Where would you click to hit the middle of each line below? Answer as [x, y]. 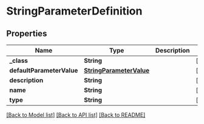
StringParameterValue [117, 70]
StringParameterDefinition [74, 11]
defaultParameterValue [44, 70]
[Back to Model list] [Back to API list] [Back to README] [76, 115]
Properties [27, 34]
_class [19, 60]
